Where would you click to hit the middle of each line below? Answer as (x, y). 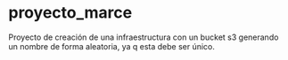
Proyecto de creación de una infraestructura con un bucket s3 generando (144, 37)
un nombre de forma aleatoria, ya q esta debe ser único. (112, 46)
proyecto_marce (70, 13)
